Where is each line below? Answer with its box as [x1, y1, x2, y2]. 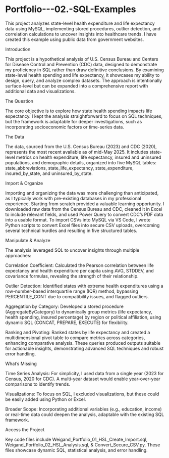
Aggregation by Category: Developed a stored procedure [5, 303, 124, 309]
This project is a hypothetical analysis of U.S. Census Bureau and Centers [5, 56, 158, 62]
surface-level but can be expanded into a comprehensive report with [5, 82, 148, 89]
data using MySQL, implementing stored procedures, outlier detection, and [5, 25, 160, 31]
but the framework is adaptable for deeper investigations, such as [5, 118, 142, 124]
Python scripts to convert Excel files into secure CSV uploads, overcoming [5, 222, 160, 228]
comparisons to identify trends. [5, 381, 71, 387]
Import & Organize [5, 180, 43, 186]
